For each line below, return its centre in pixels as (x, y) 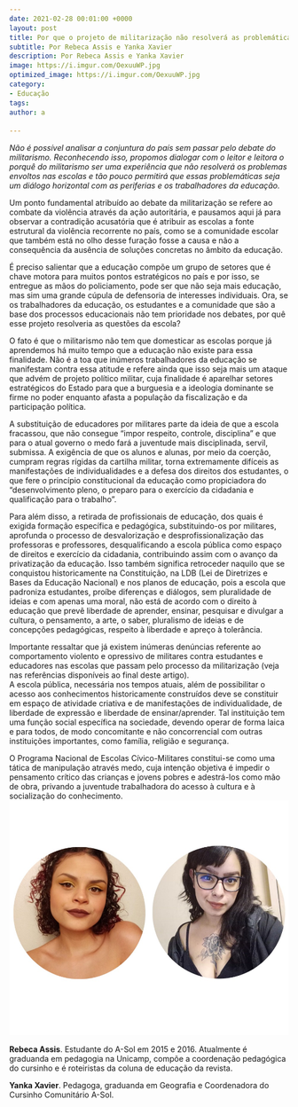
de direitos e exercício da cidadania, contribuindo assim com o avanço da (144, 554)
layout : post (33, 28)
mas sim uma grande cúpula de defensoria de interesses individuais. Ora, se (149, 295)
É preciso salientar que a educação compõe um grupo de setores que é (140, 267)
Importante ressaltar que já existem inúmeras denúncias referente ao (135, 647)
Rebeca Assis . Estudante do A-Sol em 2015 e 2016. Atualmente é (129, 1049)
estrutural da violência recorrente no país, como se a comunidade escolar (144, 232)
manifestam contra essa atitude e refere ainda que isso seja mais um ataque (149, 369)
